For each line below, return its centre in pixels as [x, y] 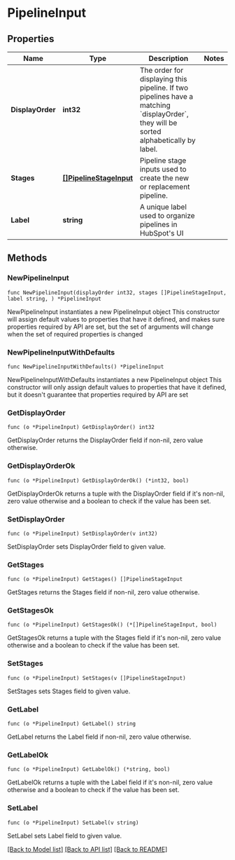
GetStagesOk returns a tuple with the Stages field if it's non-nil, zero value [114, 638]
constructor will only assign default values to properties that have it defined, [117, 387]
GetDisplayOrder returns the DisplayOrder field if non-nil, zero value [105, 440]
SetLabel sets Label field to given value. [65, 835]
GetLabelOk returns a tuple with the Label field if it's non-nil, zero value [110, 782]
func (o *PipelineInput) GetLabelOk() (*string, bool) [89, 770]
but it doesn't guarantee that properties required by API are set [98, 395]
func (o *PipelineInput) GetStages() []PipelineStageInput [95, 580]
